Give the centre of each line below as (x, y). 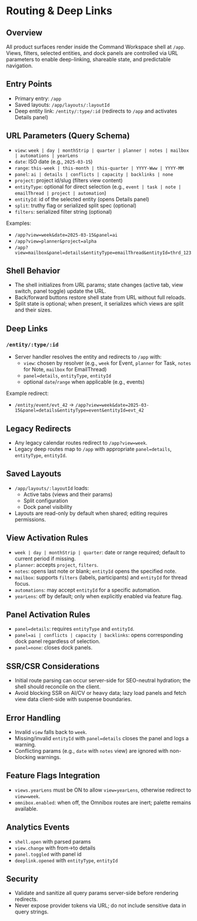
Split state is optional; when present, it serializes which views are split (99, 304)
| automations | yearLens (46, 156)
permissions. (30, 519)
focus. (22, 583)
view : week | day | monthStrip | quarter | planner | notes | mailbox (102, 150)
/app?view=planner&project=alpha (56, 241)
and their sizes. (33, 310)
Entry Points (29, 84)
